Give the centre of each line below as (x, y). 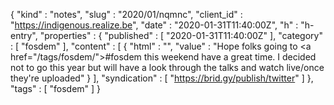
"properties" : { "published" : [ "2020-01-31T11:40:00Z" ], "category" (181, 35)
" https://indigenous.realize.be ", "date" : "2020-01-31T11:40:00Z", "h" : (154, 25)
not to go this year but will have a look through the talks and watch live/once (167, 67)
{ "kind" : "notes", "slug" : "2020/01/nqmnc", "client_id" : (126, 14)
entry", (24, 35)
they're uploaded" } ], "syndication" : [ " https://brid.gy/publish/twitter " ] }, (162, 78)
